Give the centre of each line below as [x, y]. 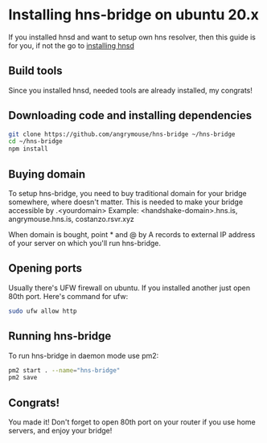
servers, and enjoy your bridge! [60, 431]
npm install [28, 149]
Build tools [35, 71]
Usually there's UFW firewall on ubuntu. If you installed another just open [129, 288]
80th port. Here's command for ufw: [68, 296]
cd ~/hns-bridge [35, 142]
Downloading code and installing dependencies [130, 115]
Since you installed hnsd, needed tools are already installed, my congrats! [131, 90]
